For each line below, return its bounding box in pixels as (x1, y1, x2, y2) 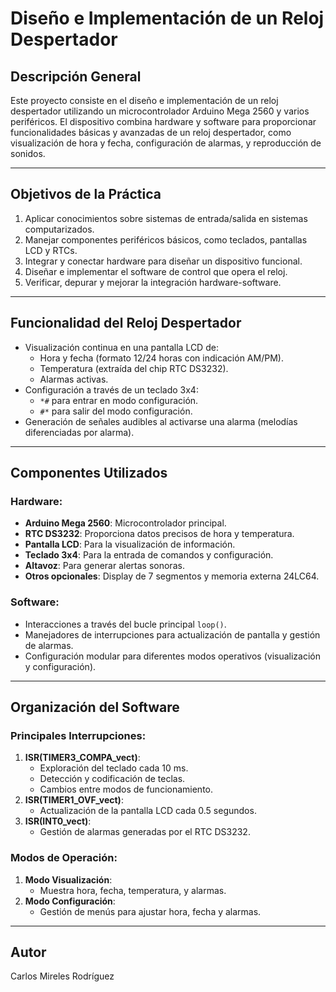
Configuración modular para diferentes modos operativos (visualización (24, 650, 321, 662)
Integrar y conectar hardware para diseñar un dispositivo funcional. (24, 255, 303, 267)
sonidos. (10, 148, 46, 159)
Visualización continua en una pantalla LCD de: (24, 341, 219, 353)
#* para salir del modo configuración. (39, 405, 193, 417)
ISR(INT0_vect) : (24, 815, 92, 827)
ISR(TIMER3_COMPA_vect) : (24, 752, 141, 764)
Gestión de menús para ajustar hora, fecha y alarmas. (39, 905, 262, 917)
